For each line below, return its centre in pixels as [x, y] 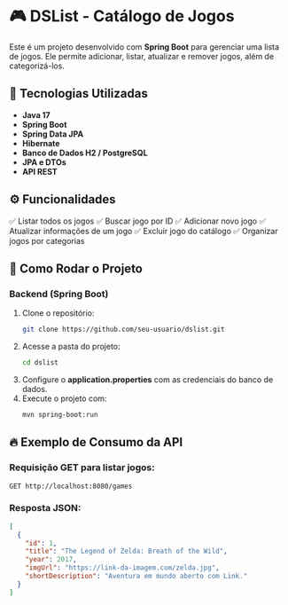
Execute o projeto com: [64, 398]
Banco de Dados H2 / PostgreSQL [85, 153]
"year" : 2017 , [51, 560]
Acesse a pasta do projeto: [71, 347]
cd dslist [40, 363]
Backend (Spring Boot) [59, 294]
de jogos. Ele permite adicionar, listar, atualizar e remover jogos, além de [142, 56]
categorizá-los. [37, 66]
